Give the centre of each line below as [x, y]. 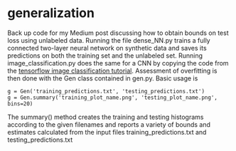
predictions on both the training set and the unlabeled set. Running [105, 56]
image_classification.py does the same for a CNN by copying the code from [118, 63]
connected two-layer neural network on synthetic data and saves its [107, 48]
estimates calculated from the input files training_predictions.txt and [107, 132]
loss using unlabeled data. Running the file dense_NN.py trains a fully [109, 40]
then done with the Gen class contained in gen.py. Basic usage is [103, 78]
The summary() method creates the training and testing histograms [106, 117]
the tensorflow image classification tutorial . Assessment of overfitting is [112, 71]
